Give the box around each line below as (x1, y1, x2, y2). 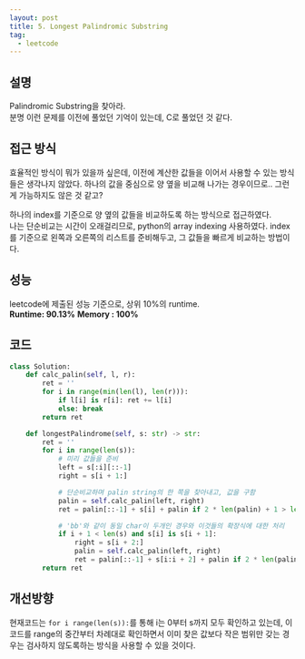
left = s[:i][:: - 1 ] (57, 463, 132, 472)
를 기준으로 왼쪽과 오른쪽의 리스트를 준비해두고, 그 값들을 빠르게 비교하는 (9, 231, 266, 242)
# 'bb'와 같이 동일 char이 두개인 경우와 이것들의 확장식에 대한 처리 (57, 521, 285, 531)
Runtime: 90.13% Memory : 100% (9, 309, 139, 319)
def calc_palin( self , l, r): (25, 370, 136, 380)
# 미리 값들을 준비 (57, 454, 119, 464)
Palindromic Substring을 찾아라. (9, 101, 126, 112)
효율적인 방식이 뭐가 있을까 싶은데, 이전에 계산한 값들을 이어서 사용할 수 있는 (9, 167, 279, 177)
